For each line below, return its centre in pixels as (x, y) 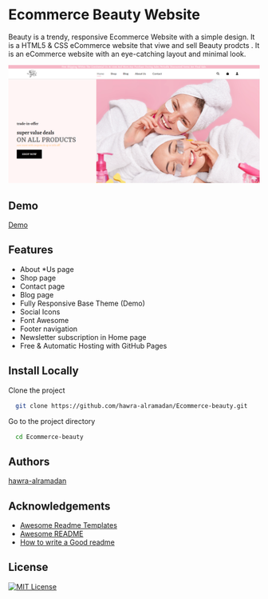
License (28, 567)
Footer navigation (49, 329)
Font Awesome (44, 320)
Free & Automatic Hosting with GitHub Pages (93, 345)
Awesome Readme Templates (69, 525)
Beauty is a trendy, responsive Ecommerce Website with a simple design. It (132, 37)
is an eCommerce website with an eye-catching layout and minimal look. (127, 54)
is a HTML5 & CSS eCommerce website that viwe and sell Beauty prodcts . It (134, 45)
